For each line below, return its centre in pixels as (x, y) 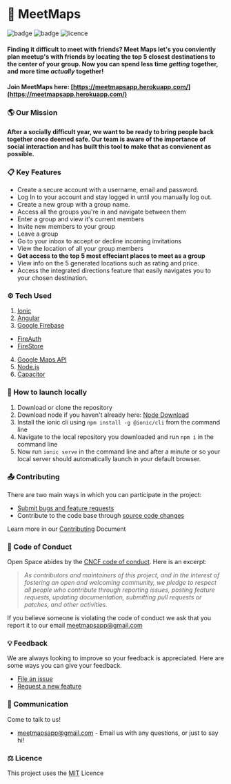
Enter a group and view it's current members (81, 219)
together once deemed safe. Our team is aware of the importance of (107, 139)
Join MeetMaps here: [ (40, 87)
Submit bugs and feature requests (66, 508)
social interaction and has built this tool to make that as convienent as (109, 146)
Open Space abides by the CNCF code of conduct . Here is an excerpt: (107, 562)
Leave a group (38, 234)
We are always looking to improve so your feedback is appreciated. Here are (115, 658)
